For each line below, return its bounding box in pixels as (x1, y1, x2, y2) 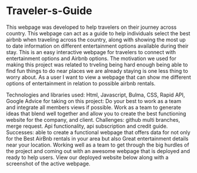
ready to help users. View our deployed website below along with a (6, 154, 169, 161)
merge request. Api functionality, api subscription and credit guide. (6, 122, 168, 129)
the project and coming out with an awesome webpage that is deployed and (6, 147, 190, 154)
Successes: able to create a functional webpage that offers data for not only (6, 128, 191, 136)
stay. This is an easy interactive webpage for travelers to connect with (6, 48, 176, 55)
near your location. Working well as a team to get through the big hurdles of (6, 141, 189, 148)
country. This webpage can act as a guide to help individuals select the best (6, 29, 191, 36)
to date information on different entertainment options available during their (6, 42, 189, 49)
